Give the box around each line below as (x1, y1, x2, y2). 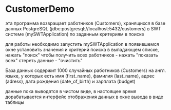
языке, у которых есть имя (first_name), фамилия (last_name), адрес (5, 72, 155, 79)
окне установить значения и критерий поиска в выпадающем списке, (5, 46, 159, 52)
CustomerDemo (5, 3, 74, 15)
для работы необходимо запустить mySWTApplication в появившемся (5, 41, 159, 47)
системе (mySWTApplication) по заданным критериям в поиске (5, 31, 145, 37)
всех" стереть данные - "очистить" (5, 57, 83, 63)
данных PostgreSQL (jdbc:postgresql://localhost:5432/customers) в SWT (5, 25, 162, 31)
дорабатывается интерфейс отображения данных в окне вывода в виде (5, 94, 163, 100)
